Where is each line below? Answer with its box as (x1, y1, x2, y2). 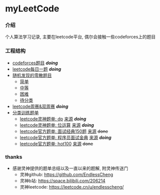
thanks (5, 153, 22, 160)
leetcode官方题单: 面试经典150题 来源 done (19, 128, 108, 134)
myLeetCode (5, 3, 60, 14)
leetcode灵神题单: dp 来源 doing (19, 115, 86, 122)
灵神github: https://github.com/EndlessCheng (19, 172, 113, 178)
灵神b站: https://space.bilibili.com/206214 (19, 178, 106, 184)
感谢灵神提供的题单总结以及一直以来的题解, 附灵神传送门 (12, 165, 128, 172)
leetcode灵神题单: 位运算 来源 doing (19, 122, 94, 128)
